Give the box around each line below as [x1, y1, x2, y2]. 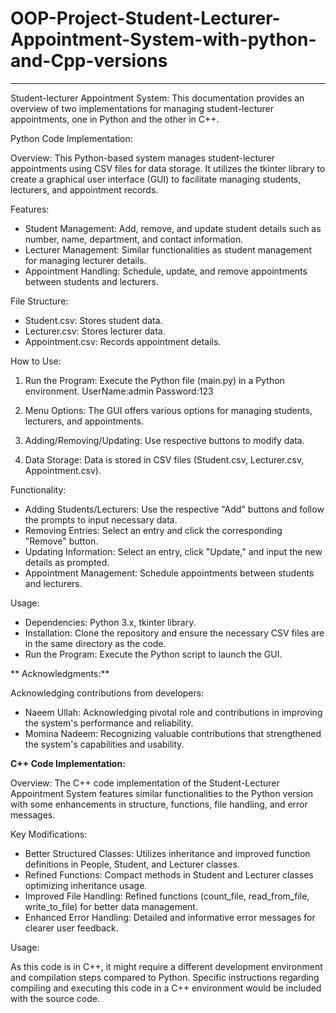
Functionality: [10, 483, 67, 496]
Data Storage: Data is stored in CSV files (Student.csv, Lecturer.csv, [24, 453, 305, 466]
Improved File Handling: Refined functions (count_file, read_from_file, [24, 890, 310, 902]
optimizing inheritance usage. [24, 879, 148, 891]
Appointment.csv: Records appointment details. [24, 335, 222, 347]
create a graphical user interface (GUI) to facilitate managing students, [10, 173, 302, 185]
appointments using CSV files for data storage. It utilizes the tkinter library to [10, 162, 326, 174]
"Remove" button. [24, 535, 99, 547]
